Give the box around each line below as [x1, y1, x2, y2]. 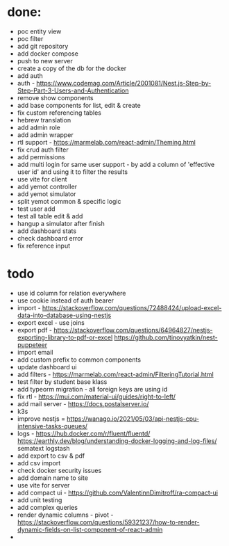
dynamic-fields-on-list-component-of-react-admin [17, 525, 163, 533]
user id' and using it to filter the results [17, 168, 128, 176]
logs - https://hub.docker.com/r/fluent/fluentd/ [17, 429, 151, 437]
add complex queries [17, 503, 78, 511]
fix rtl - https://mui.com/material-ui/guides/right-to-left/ [17, 392, 176, 401]
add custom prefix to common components [17, 355, 141, 364]
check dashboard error [17, 234, 83, 242]
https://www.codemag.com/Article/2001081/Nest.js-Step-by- [36, 79, 212, 87]
